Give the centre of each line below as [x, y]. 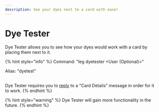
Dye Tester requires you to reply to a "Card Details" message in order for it [80, 85]
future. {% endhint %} [27, 105]
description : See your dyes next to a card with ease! [62, 9]
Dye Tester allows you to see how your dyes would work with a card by [76, 47]
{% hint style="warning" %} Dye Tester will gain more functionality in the [78, 100]
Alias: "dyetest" [21, 71]
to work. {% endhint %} [29, 91]
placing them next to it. [28, 52]
